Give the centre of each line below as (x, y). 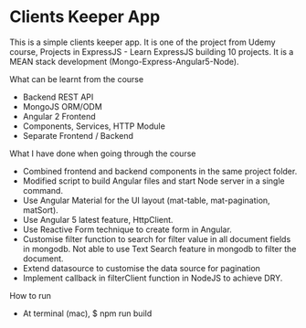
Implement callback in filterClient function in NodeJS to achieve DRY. (153, 278)
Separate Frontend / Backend (78, 135)
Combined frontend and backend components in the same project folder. (160, 171)
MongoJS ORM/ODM (62, 106)
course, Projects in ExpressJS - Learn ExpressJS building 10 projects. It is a (152, 51)
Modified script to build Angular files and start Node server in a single (153, 181)
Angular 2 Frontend (59, 116)
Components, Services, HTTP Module (94, 126)
